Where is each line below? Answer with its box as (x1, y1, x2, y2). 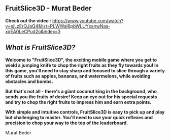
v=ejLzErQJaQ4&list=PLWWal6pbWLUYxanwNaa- (5, 23, 111, 29)
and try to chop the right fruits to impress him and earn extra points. (5, 99, 152, 105)
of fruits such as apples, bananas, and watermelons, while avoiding (5, 73, 151, 79)
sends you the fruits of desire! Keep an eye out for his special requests (5, 94, 157, 100)
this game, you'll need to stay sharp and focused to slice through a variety (5, 67, 165, 73)
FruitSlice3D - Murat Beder (5, 4, 92, 13)
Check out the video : (5, 17, 52, 23)
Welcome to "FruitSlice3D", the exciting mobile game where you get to (5, 57, 157, 63)
